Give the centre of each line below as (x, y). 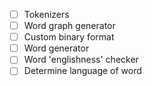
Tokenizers (46, 14)
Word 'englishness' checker (81, 60)
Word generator (56, 48)
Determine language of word (82, 71)
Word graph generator (69, 26)
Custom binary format (69, 37)
